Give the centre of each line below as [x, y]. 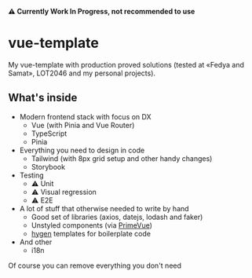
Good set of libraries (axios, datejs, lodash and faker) [117, 217]
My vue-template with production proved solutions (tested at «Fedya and [126, 64]
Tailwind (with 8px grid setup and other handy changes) [122, 158]
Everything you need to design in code [82, 150]
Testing [32, 175]
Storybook [48, 166]
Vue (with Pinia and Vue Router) [83, 125]
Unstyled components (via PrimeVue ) [92, 225]
